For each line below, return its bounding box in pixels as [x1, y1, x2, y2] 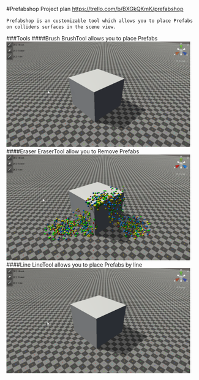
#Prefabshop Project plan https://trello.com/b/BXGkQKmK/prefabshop [6, 6, 184, 12]
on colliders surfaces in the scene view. [6, 24, 116, 30]
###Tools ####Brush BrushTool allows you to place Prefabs [6, 35, 158, 42]
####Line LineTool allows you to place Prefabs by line [6, 260, 143, 268]
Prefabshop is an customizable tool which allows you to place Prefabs [6, 18, 193, 24]
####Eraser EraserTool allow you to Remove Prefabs [6, 148, 140, 155]
